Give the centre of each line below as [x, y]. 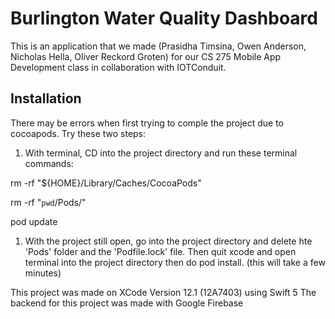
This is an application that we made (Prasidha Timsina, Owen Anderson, [158, 46]
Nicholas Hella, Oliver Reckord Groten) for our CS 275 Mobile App [146, 56]
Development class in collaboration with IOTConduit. [118, 67]
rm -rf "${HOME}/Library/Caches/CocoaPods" [106, 183]
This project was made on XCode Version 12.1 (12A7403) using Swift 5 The [163, 292]
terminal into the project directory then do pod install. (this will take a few [175, 262]
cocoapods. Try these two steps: [78, 133]
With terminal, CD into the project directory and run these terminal [161, 153]
